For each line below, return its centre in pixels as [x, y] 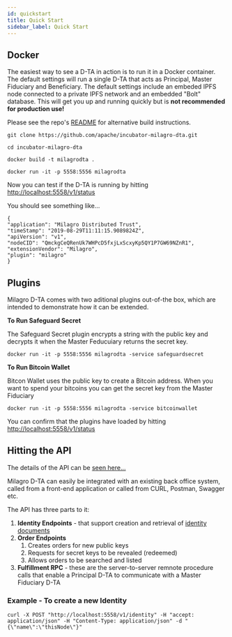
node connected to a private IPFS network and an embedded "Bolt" [104, 94]
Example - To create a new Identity [67, 600]
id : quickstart [29, 14]
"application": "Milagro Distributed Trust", [74, 225]
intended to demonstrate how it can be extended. [78, 307]
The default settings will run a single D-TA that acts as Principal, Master [110, 79]
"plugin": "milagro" [37, 256]
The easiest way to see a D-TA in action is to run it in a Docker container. [111, 72]
